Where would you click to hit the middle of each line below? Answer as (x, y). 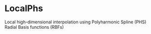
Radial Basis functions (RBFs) (34, 27)
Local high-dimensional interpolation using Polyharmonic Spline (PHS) (75, 22)
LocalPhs (24, 8)
